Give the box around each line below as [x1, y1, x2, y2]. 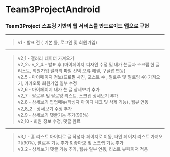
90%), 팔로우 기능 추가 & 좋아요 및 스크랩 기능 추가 [23, 140, 124, 146]
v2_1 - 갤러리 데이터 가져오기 [17, 55, 74, 61]
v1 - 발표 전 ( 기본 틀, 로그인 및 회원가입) [17, 39, 97, 46]
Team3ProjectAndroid [5, 4, 100, 15]
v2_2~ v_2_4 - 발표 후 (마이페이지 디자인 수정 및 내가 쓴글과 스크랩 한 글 [17, 62, 160, 68]
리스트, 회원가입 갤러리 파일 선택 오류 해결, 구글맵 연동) [17, 68, 126, 74]
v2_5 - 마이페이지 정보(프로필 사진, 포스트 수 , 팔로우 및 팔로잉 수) [17, 74, 147, 80]
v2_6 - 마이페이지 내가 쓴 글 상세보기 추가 [17, 87, 100, 93]
